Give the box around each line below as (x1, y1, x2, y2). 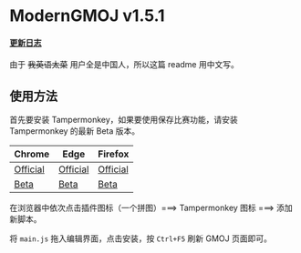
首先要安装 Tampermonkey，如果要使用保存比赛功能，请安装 (9, 115, 239, 126)
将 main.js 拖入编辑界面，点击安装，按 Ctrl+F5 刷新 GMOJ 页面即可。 (9, 233, 272, 244)
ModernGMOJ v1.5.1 (9, 5, 166, 26)
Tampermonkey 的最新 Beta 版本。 (9, 126, 140, 137)
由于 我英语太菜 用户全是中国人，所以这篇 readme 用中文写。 (9, 59, 239, 70)
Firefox (98, 147, 130, 160)
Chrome (14, 147, 50, 160)
